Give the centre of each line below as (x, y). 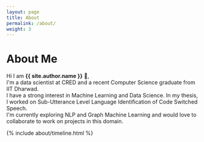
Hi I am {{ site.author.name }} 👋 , (48, 76)
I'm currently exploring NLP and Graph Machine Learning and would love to (102, 115)
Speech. (17, 108)
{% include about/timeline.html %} (50, 133)
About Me (32, 59)
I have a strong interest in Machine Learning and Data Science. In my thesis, (102, 96)
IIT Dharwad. (23, 89)
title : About (23, 18)
